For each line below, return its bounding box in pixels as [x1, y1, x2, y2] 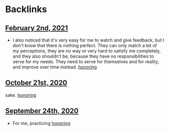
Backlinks [5, 4, 47, 15]
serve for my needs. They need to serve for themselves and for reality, [12, 59, 159, 64]
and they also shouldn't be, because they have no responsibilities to [12, 53, 154, 59]
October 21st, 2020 [5, 78, 68, 87]
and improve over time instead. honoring [12, 64, 97, 70]
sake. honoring [5, 92, 36, 98]
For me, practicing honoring [12, 120, 71, 126]
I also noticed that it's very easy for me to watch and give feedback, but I [12, 37, 164, 43]
